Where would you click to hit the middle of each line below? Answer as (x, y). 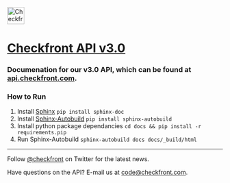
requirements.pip (42, 133)
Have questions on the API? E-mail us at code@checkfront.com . (98, 172)
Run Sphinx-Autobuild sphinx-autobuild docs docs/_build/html (107, 139)
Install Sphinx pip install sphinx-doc (71, 112)
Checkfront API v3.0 (66, 48)
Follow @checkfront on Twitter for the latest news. (78, 159)
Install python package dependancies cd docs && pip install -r (109, 126)
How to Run (27, 97)
